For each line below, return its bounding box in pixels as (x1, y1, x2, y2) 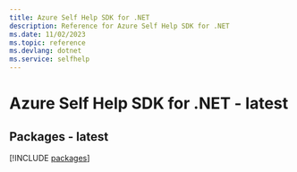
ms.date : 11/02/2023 (9, 30, 87, 39)
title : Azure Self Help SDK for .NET (9, 13, 150, 22)
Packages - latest (9, 129, 109, 144)
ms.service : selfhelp (9, 55, 90, 64)
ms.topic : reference (9, 38, 87, 47)
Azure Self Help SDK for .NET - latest (9, 93, 289, 114)
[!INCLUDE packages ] (9, 153, 90, 163)
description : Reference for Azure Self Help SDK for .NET (9, 21, 230, 30)
